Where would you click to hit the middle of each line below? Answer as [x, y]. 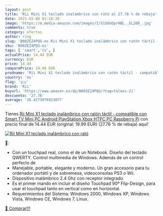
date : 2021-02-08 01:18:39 [32, 18]
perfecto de [24, 163]
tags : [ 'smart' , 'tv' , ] [30, 50]
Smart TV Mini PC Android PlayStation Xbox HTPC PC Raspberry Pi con [76, 119]
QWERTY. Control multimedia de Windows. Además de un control [78, 158]
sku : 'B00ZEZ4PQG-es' [27, 46]
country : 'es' [19, 77]
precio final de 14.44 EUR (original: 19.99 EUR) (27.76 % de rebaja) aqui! [77, 124]
